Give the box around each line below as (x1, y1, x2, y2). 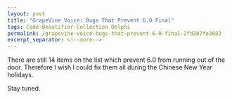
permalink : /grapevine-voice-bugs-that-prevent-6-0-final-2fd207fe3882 (7, 29, 221, 37)
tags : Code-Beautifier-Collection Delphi (7, 23, 131, 30)
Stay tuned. (7, 84, 41, 93)
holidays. (7, 71, 34, 79)
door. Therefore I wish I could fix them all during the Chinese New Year (7, 63, 213, 72)
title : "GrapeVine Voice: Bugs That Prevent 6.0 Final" (7, 17, 174, 24)
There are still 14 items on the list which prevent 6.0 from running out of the (7, 55, 226, 64)
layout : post (7, 10, 46, 18)
